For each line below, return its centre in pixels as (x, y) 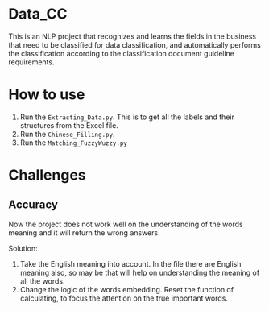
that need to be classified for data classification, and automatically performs (135, 44)
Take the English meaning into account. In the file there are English (130, 263)
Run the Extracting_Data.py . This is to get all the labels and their (127, 117)
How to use (47, 95)
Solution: (23, 248)
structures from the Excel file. (69, 125)
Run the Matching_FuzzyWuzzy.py (73, 143)
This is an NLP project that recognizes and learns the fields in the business (132, 36)
